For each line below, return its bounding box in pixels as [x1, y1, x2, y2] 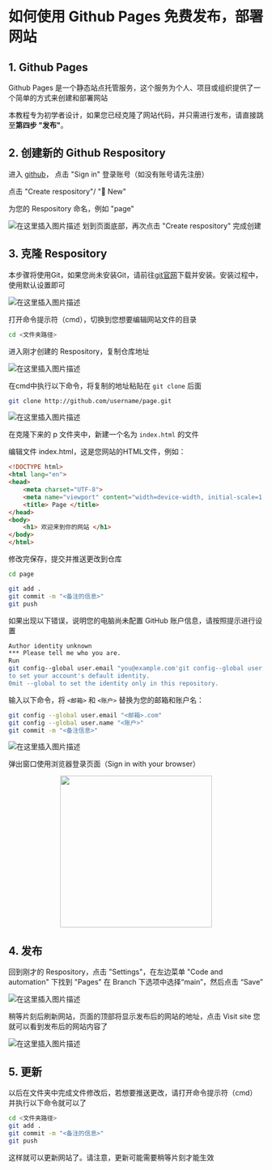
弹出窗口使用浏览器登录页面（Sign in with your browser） [8, 759, 200, 769]
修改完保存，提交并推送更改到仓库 [8, 554, 122, 564]
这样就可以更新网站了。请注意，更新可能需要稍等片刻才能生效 [8, 1152, 215, 1162]
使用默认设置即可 [8, 280, 66, 290]
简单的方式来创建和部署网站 [15, 93, 108, 102]
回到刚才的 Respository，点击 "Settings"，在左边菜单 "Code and [8, 967, 223, 976]
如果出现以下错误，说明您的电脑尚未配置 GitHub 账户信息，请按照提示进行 [8, 615, 256, 625]
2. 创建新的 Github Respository [8, 147, 166, 160]
